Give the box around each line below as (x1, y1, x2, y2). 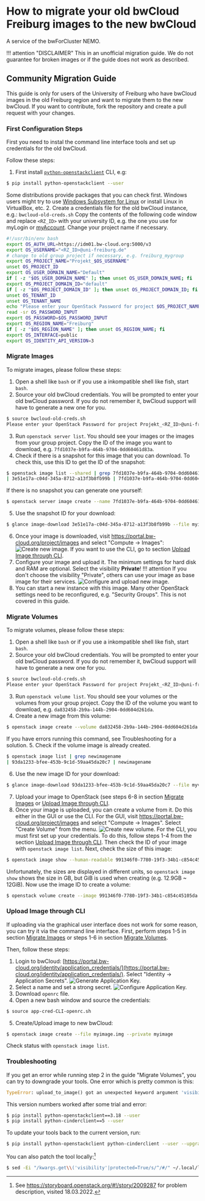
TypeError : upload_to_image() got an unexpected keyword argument (6, 1089, 179, 1095)
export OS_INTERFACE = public (6, 332, 78, 338)
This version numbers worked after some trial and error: (6, 1100, 147, 1108)
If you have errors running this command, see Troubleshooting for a (6, 735, 177, 742)
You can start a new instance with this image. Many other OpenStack (15, 584, 189, 592)
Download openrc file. (15, 990, 70, 997)
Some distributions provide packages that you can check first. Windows (6, 191, 187, 198)
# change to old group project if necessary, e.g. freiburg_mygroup (6, 252, 184, 259)
